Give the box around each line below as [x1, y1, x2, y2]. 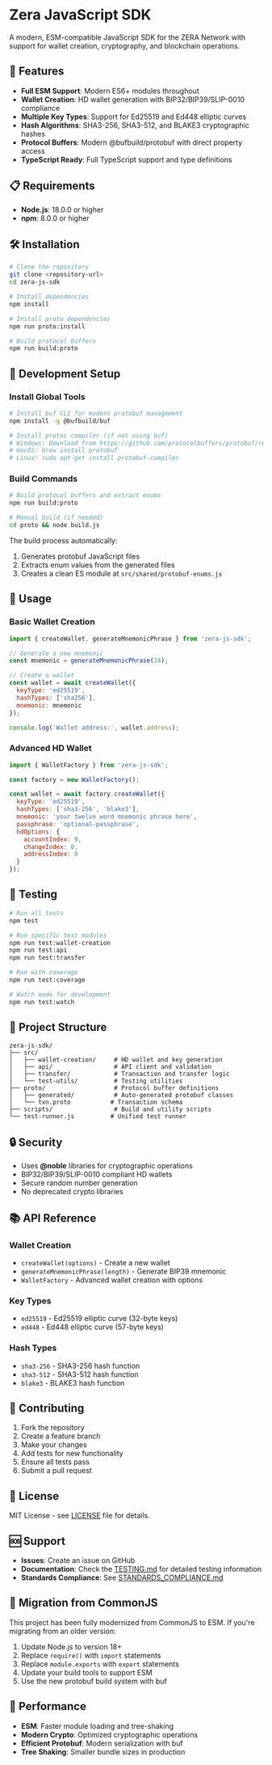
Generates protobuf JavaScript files [20, 551, 140, 561]
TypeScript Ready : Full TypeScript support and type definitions [20, 154, 232, 164]
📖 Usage [9, 592, 52, 606]
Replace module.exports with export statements [20, 1659, 180, 1669]
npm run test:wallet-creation [9, 939, 111, 947]
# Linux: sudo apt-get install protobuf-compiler [9, 454, 180, 462]
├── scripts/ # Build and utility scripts [9, 1105, 212, 1113]
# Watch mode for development [9, 990, 111, 999]
